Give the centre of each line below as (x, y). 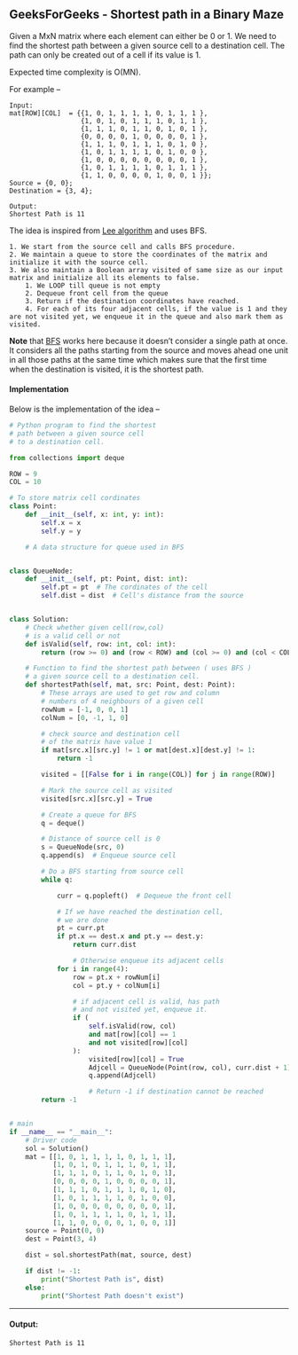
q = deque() (63, 823)
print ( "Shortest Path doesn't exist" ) (113, 1296)
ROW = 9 (24, 474)
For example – (35, 89)
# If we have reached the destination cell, (140, 912)
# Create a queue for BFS (89, 815)
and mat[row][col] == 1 (132, 1035)
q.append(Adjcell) (122, 1076)
